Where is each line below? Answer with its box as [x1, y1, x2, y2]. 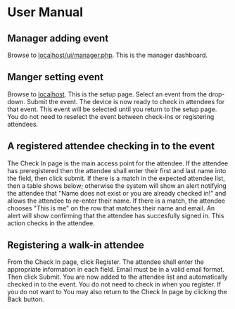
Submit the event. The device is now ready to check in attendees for [27, 97, 225, 106]
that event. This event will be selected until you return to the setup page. [7, 105, 217, 113]
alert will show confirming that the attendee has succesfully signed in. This [7, 211, 224, 220]
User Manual [7, 4, 83, 20]
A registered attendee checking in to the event [7, 140, 215, 152]
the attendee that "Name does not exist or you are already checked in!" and [7, 189, 227, 197]
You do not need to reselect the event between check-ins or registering [7, 112, 215, 120]
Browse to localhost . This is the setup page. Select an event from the [7, 89, 208, 99]
